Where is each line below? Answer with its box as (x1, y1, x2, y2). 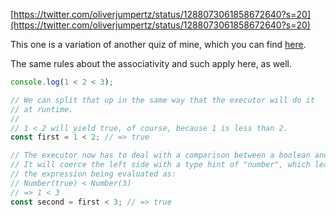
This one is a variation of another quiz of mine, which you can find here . (10, 39, 307, 50)
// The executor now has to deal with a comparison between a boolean (10, 150, 311, 161)
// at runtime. (10, 104, 74, 114)
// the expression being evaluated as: (10, 169, 177, 179)
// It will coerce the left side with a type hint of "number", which (10, 160, 311, 170)
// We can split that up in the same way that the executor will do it (10, 95, 315, 105)
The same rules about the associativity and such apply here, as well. (10, 58, 292, 69)
